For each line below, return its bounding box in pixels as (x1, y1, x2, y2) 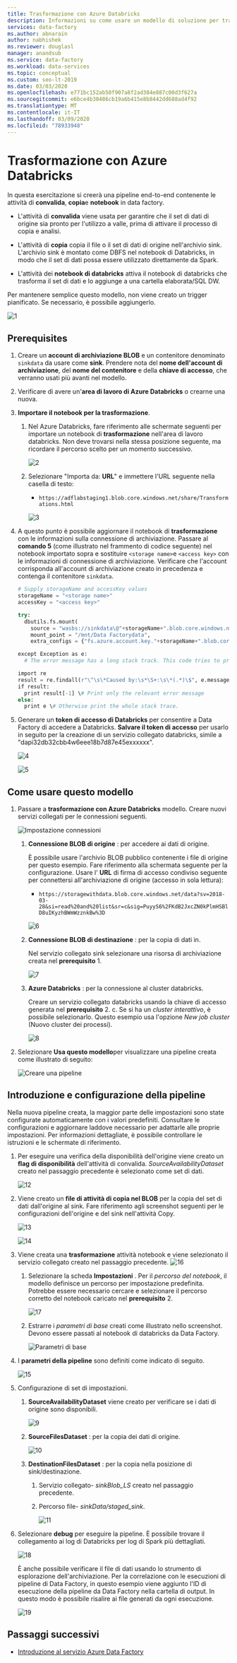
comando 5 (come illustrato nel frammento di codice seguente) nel (17, 542, 212, 551)
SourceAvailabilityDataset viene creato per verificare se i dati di (28, 1397, 217, 1406)
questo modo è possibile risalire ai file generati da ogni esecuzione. (17, 1594, 214, 1603)
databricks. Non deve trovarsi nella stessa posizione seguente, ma (28, 437, 221, 446)
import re (17, 670, 47, 677)
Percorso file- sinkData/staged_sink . (38, 1502, 145, 1510)
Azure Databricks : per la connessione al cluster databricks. (28, 984, 204, 993)
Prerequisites (7, 332, 68, 344)
